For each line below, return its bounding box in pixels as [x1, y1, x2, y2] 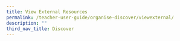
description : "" [6, 20, 47, 26]
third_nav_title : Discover [6, 25, 74, 32]
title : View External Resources [6, 8, 88, 15]
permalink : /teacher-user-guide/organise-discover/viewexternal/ [6, 14, 174, 20]
